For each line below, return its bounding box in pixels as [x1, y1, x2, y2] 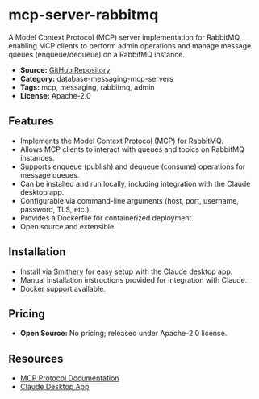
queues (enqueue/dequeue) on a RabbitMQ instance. [8, 49, 186, 59]
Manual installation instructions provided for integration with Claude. [19, 275, 248, 284]
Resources [8, 351, 64, 365]
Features [8, 115, 54, 128]
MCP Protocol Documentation [19, 373, 119, 383]
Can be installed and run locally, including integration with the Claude [19, 178, 251, 188]
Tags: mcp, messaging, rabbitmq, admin [19, 82, 155, 92]
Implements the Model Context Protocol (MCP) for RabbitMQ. [19, 136, 224, 145]
